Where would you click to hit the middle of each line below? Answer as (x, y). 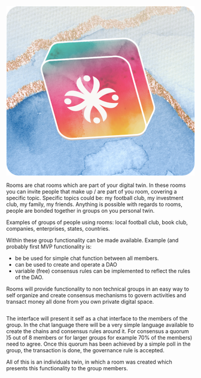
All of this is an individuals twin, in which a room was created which (89, 362)
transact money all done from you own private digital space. (80, 301)
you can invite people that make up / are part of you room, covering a (92, 191)
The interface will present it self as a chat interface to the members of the (97, 318)
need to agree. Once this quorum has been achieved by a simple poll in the (98, 344)
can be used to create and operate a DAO (66, 264)
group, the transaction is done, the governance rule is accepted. (85, 350)
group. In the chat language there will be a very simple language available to (100, 325)
